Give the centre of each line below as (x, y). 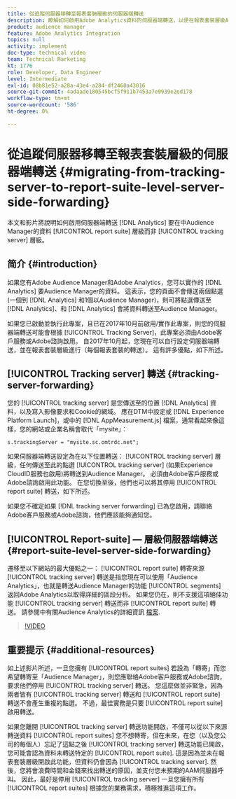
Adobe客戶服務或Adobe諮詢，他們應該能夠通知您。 (82, 515)
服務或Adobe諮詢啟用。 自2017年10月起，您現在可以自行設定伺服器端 (113, 341)
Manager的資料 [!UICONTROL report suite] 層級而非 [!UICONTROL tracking (116, 231)
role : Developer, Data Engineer (54, 72)
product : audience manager (47, 27)
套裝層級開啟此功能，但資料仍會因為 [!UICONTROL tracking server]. (111, 761)
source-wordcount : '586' (43, 105)
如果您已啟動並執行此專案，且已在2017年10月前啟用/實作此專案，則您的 (110, 324)
